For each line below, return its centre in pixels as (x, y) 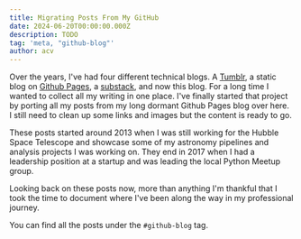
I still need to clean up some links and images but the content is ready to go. (151, 115)
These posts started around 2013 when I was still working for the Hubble (144, 133)
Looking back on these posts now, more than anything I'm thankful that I (143, 188)
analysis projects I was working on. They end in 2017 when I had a (132, 152)
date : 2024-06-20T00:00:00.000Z (70, 26)
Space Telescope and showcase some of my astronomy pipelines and (139, 142)
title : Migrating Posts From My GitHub (84, 18)
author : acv (32, 51)
